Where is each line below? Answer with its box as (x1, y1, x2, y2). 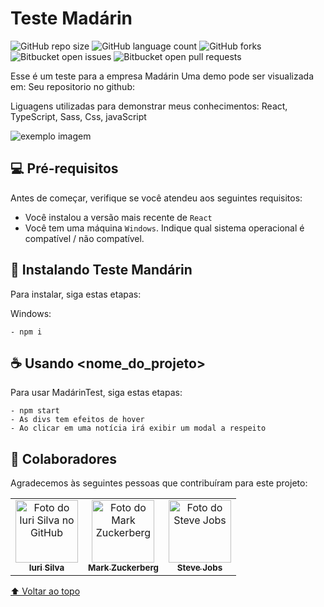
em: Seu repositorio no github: (10, 80, 135, 92)
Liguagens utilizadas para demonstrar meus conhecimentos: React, (10, 100, 288, 112)
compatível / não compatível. (24, 232, 145, 244)
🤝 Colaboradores (10, 450, 118, 467)
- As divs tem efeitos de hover (10, 415, 145, 425)
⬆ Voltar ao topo (10, 585, 81, 597)
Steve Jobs (176, 562, 223, 574)
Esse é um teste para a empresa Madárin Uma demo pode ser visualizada (10, 70, 314, 82)
